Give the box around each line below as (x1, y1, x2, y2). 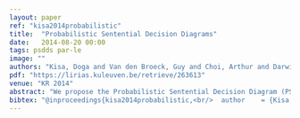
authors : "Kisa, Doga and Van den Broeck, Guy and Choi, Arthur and (9, 63, 270, 72)
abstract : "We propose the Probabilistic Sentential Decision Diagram (9, 87, 278, 96)
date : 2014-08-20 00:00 (9, 37, 105, 47)
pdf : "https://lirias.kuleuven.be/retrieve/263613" (9, 71, 205, 80)
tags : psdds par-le (9, 46, 82, 55)
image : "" (9, 54, 46, 63)
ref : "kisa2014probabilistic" (9, 21, 122, 30)
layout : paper (9, 12, 62, 22)
